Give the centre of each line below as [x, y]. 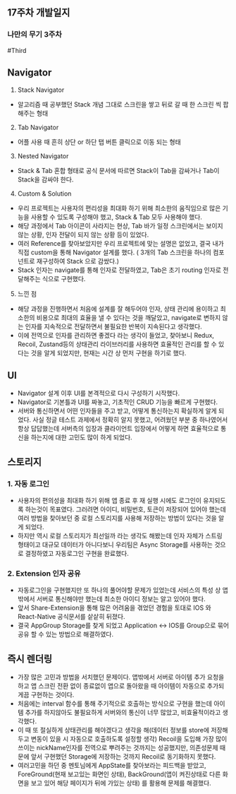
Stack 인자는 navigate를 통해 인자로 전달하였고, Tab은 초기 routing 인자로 [119, 270]
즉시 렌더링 [30, 659]
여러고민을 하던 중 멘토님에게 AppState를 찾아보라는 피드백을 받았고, [112, 766]
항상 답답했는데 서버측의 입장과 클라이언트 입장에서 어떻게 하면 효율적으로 [118, 429]
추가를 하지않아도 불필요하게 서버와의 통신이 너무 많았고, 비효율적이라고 [123, 713]
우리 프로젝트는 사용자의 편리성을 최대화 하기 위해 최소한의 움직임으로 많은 [119, 208]
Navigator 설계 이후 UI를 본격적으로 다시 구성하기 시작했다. [99, 393]
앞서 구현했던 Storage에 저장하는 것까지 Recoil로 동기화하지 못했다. [123, 757]
